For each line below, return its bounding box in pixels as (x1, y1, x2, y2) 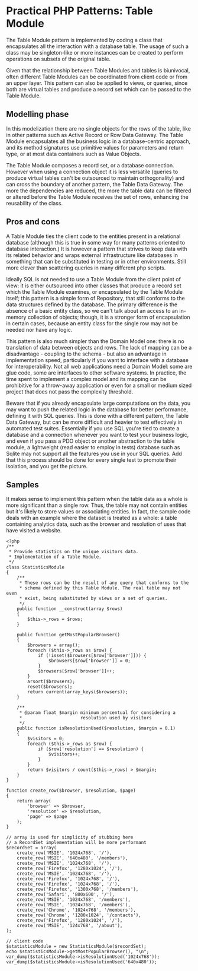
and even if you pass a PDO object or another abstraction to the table (6, 437, 175, 445)
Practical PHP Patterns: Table (6, 4, 153, 18)
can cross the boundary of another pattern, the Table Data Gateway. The (6, 180, 183, 188)
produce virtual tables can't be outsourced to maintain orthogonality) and (6, 174, 185, 182)
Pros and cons (6, 217, 60, 227)
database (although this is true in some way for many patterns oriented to (6, 239, 185, 246)
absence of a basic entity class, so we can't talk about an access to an (6, 307, 178, 314)
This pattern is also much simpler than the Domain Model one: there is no (6, 337, 184, 345)
